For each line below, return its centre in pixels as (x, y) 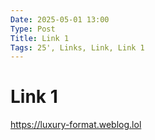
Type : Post (33, 29)
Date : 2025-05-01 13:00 (60, 19)
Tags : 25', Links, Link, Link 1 (77, 47)
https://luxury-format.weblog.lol (76, 125)
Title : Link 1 (40, 38)
